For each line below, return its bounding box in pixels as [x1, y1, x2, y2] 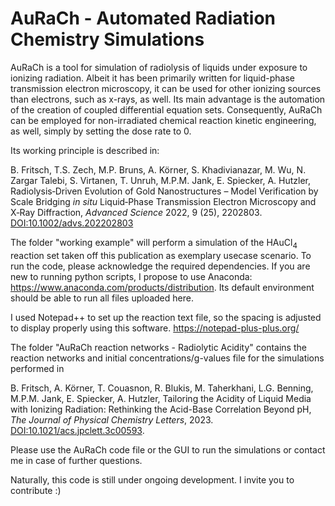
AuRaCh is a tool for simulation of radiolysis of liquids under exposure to [10, 61, 308, 73]
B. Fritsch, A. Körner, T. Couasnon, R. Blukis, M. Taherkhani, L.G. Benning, [10, 382, 314, 394]
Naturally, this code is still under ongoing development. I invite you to [10, 473, 295, 486]
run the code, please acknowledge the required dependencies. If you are [10, 260, 311, 272]
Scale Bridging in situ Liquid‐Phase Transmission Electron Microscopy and [10, 195, 317, 207]
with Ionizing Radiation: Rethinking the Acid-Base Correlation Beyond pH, [10, 403, 312, 415]
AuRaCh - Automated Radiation [10, 7, 277, 30]
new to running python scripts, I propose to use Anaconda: [10, 270, 253, 282]
